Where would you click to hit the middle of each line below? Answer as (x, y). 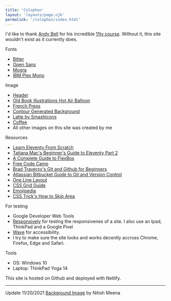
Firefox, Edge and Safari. (38, 243)
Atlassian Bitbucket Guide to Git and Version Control (67, 174)
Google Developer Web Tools (43, 216)
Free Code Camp (31, 164)
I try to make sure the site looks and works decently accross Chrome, (85, 238)
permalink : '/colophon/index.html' (43, 19)
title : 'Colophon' (25, 10)
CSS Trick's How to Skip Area (44, 196)
